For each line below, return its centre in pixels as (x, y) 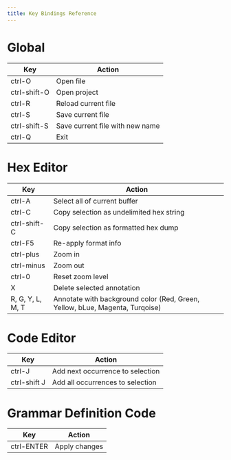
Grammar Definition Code (81, 413)
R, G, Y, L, (26, 298)
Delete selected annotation (97, 287)
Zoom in (67, 254)
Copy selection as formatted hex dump (116, 228)
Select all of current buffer (96, 201)
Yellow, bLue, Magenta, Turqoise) (107, 307)
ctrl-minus (28, 265)
